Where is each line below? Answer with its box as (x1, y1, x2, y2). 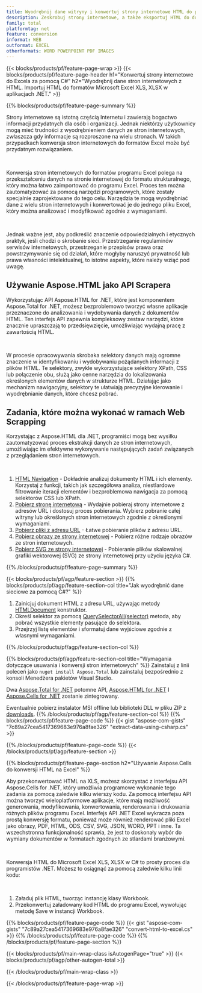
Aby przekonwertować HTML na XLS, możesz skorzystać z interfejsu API (6, 778, 188, 785)
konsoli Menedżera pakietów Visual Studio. (6, 674, 113, 681)
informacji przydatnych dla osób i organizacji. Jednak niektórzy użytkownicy (6, 120, 196, 127)
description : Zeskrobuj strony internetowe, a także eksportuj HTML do (6, 14, 189, 20)
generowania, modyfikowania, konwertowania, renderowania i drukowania (6, 803, 190, 810)
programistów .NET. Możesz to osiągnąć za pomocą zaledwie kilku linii (6, 865, 182, 872)
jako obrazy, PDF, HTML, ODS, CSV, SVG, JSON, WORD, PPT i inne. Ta (6, 822, 181, 830)
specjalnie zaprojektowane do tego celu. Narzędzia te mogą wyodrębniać (6, 194, 188, 202)
